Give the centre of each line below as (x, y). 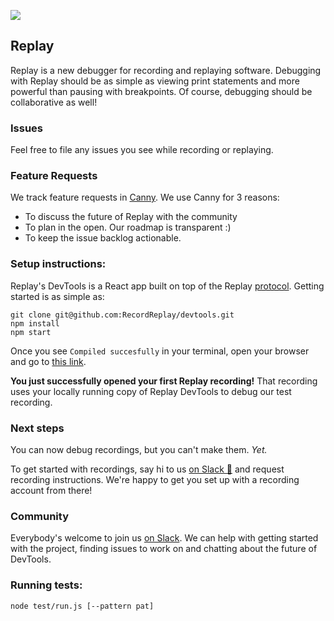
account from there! (51, 490)
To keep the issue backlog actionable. (103, 238)
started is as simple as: (57, 296)
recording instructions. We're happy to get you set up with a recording (155, 479)
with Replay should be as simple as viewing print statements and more (155, 81)
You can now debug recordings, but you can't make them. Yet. (139, 449)
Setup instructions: (58, 264)
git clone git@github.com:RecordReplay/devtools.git (122, 315)
